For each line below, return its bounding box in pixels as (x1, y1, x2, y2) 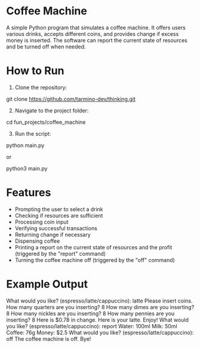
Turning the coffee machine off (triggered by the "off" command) (14, 256, 175, 264)
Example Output (6, 277, 88, 291)
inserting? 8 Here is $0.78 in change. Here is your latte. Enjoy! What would (6, 316, 189, 323)
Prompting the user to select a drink (14, 205, 103, 213)
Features (6, 186, 51, 200)
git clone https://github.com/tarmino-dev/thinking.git (6, 95, 136, 102)
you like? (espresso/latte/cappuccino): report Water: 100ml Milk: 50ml (6, 322, 177, 329)
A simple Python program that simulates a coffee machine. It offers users (6, 24, 186, 31)
